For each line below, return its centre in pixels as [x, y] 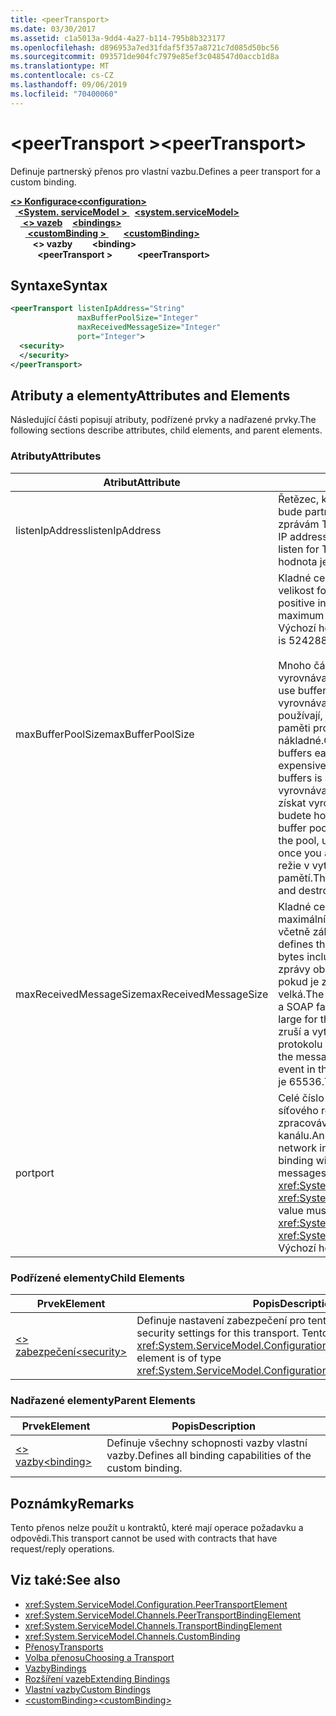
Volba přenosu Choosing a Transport [99, 1657]
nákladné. [301, 740]
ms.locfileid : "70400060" [64, 94]
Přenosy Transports [64, 1647]
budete [295, 815]
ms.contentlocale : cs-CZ [62, 76]
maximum [301, 615]
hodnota [298, 561]
